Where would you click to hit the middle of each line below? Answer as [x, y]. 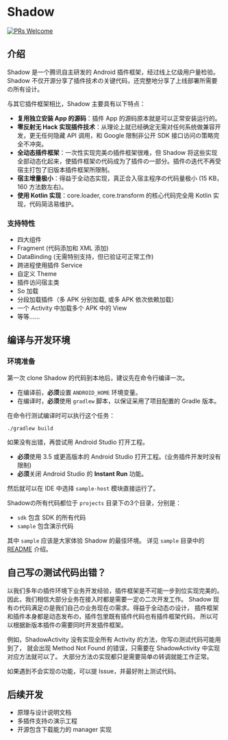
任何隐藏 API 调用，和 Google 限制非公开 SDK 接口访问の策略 [127, 135]
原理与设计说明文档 [44, 713]
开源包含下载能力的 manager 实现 [64, 730]
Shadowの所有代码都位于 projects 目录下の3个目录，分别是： [94, 503]
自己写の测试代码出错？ [56, 573]
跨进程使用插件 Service [50, 265]
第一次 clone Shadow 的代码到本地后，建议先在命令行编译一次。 [98, 378]
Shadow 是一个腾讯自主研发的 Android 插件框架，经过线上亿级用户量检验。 [113, 72]
